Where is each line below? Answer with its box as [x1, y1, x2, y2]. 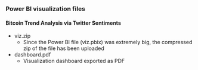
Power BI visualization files [5, 5, 86, 13]
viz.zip [14, 32, 31, 39]
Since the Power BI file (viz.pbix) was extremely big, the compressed [23, 39, 193, 46]
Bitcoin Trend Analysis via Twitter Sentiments [5, 19, 122, 26]
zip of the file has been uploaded [23, 45, 105, 52]
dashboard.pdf [14, 51, 51, 58]
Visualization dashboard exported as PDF [23, 58, 125, 65]
